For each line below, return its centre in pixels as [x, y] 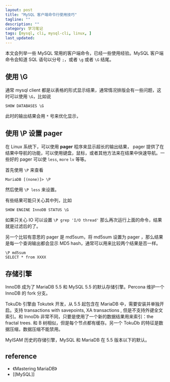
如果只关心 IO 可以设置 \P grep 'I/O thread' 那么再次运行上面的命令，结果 [84, 220]
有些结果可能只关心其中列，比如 [38, 200]
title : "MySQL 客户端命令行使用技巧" [41, 15]
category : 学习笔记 [24, 29]
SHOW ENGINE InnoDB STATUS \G [37, 210]
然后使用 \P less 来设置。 [32, 189]
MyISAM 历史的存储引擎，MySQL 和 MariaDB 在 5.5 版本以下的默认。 [78, 340]
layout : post [19, 10]
